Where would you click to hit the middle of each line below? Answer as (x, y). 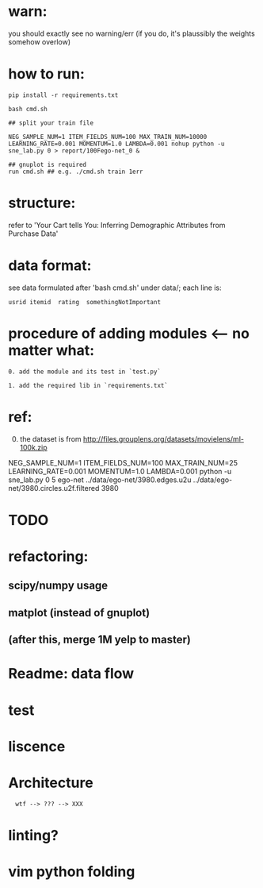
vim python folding (72, 872)
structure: (42, 203)
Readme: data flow (71, 674)
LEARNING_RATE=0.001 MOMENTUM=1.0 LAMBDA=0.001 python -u (120, 471)
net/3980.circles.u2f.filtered (54, 488)
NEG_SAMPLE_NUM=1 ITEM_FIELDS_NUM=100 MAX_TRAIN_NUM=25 (123, 462)
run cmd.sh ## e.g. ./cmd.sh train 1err (76, 172)
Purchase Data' (33, 234)
